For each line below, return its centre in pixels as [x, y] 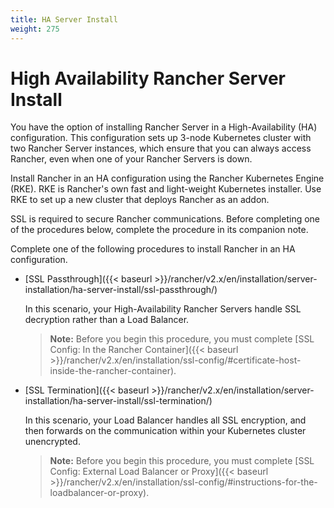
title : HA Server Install [64, 19]
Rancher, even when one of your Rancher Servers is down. [131, 159]
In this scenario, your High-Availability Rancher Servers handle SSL [163, 309]
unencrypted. [52, 442]
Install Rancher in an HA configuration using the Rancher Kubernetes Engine [167, 178]
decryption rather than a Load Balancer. [107, 320]
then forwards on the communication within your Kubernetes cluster [165, 431]
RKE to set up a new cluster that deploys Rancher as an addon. [140, 200]
